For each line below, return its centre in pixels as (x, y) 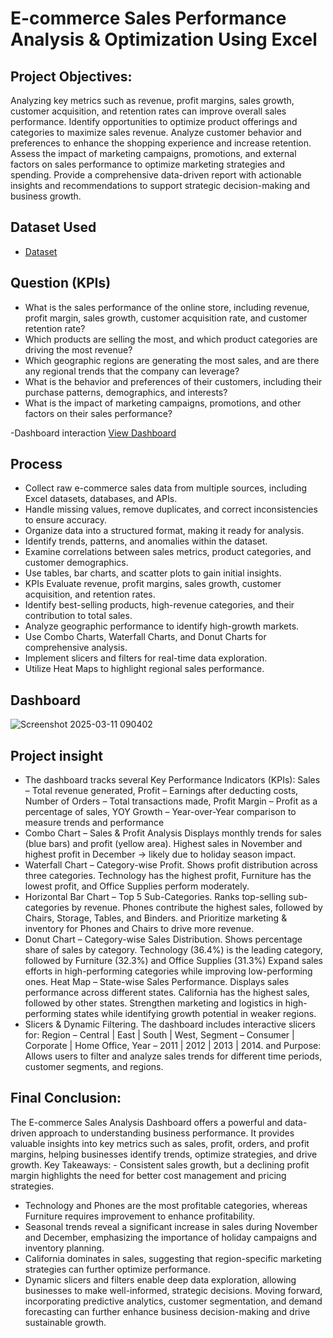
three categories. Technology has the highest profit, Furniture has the (168, 876)
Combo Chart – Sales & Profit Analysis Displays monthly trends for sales (173, 833)
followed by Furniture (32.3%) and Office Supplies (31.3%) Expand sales (173, 961)
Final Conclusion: (66, 1098)
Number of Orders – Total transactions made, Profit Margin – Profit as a (171, 801)
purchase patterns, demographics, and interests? (126, 392)
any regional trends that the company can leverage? (132, 371)
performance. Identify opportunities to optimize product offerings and (154, 121)
